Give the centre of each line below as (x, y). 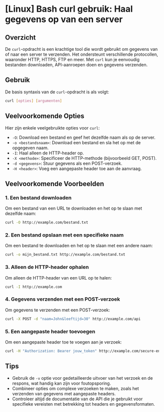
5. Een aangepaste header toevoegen (50, 331)
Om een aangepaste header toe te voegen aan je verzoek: (63, 342)
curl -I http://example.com (34, 287)
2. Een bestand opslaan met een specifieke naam (64, 235)
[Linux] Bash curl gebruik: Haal (69, 9)
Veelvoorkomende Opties (45, 116)
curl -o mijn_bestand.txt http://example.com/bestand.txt (65, 255)
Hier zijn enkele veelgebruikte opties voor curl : (52, 128)
